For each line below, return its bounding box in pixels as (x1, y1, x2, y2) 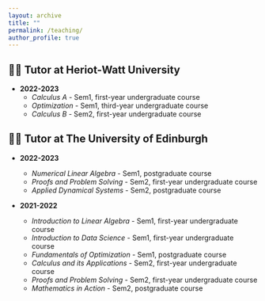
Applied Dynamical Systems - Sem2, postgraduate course (31, 185, 221, 195)
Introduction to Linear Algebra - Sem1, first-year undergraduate (31, 215, 239, 226)
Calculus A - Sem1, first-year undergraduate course (31, 93, 200, 102)
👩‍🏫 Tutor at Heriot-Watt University (8, 63, 180, 76)
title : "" (8, 19, 41, 27)
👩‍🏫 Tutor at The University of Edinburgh (8, 132, 208, 146)
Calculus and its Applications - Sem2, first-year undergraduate (31, 258, 237, 268)
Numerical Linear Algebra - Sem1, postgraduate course (31, 168, 212, 178)
